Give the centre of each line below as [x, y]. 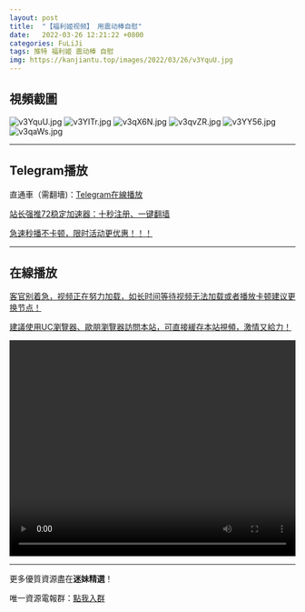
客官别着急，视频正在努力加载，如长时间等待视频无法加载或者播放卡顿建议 [148, 296]
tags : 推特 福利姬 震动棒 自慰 [62, 52]
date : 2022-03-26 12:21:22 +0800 [77, 35]
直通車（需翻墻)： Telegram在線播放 [76, 194]
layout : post [34, 18]
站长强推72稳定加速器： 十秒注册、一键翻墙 [90, 214]
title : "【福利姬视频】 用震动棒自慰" [76, 26]
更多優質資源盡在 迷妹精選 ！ [61, 579]
